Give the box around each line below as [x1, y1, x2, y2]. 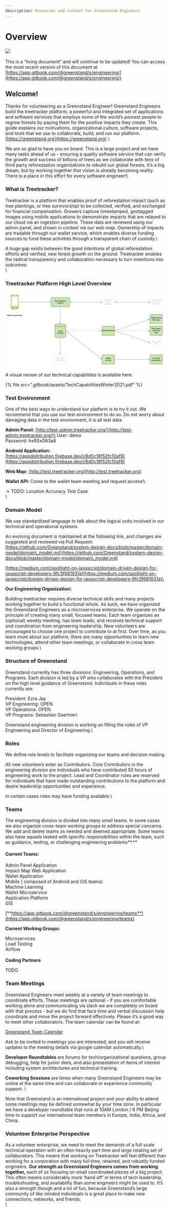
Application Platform [5, 895, 48, 901]
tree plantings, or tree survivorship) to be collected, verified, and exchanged [5, 203, 166, 209]
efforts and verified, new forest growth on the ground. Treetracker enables [5, 251, 162, 257]
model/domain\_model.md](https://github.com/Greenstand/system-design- [5, 550, 164, 556]
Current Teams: [5, 851, 39, 857]
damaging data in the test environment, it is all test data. [5, 417, 124, 423]
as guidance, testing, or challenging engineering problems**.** [5, 839, 138, 846]
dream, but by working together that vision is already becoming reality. [5, 167, 154, 174]
